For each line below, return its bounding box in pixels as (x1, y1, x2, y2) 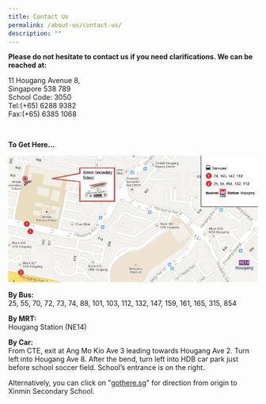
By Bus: (8, 289, 34, 300)
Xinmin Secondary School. (8, 386, 95, 395)
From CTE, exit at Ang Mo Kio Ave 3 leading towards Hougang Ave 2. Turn (8, 345, 250, 355)
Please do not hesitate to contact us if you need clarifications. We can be (8, 52, 253, 62)
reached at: (8, 60, 47, 70)
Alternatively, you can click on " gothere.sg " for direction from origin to (8, 378, 237, 387)
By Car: (8, 337, 33, 347)
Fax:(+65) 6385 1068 (8, 109, 77, 119)
